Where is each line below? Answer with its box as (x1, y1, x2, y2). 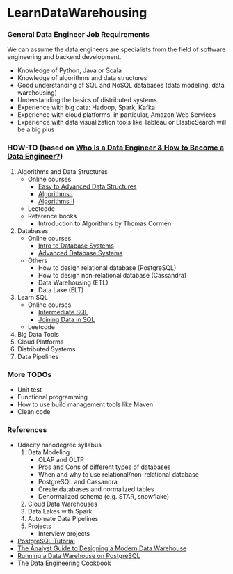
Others (27, 256, 47, 264)
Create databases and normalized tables (38, 485, 154, 493)
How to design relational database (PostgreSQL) (38, 263, 177, 272)
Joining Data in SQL (38, 315, 95, 324)
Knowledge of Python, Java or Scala (17, 66, 122, 74)
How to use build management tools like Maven (17, 400, 154, 408)
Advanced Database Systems (38, 248, 123, 257)
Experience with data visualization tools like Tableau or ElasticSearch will (17, 118, 227, 127)
